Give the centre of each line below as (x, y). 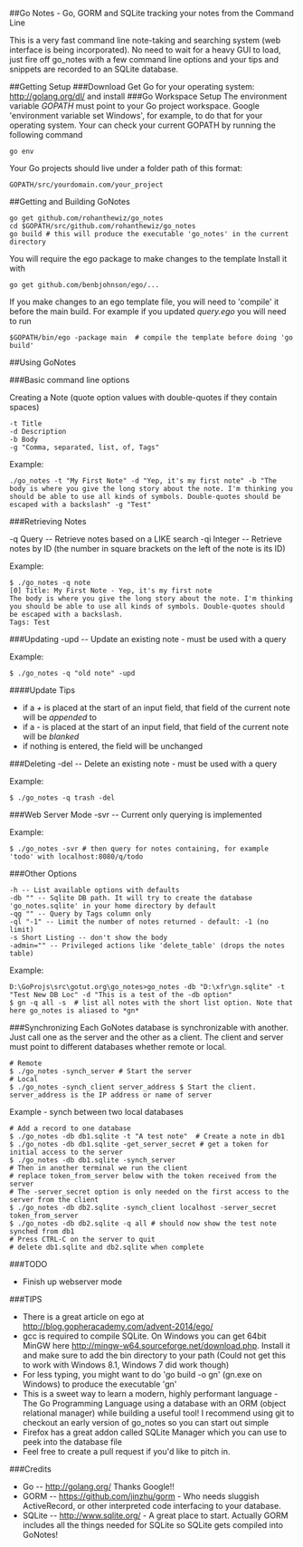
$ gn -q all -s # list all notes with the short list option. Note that (151, 1003)
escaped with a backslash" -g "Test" (80, 504)
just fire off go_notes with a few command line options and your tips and (144, 59)
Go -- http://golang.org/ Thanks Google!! (98, 1486)
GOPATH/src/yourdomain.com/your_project (87, 185)
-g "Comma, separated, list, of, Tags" (85, 447)
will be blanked (51, 736)
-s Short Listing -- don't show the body (89, 937)
